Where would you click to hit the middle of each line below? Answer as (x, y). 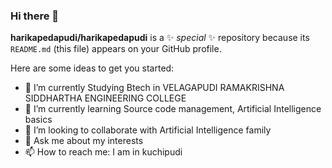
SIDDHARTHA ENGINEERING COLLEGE (105, 98)
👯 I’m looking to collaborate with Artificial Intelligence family (148, 130)
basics (38, 120)
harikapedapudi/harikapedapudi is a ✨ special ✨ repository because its (160, 38)
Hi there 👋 (35, 16)
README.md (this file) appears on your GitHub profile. (116, 49)
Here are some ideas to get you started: (92, 68)
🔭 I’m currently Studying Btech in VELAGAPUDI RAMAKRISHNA (154, 88)
